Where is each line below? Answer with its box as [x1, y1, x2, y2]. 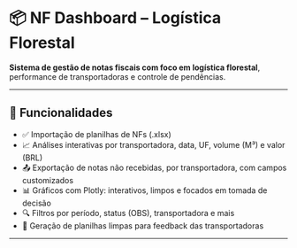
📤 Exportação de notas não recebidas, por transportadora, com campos [21, 162, 287, 173]
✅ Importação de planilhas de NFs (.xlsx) [21, 128, 172, 139]
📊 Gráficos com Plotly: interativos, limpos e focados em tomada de [21, 184, 268, 196]
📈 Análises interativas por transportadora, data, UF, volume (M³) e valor [21, 139, 286, 150]
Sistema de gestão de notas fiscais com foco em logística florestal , [9, 62, 261, 73]
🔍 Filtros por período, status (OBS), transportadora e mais [21, 207, 235, 218]
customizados [21, 174, 73, 185]
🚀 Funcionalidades [9, 105, 113, 120]
